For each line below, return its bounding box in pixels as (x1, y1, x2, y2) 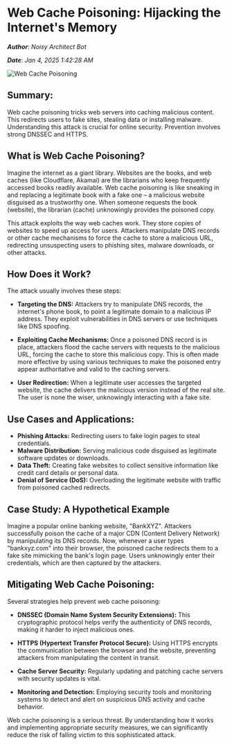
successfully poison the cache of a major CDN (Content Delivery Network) (7, 529, 220, 537)
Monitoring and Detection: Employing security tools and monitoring (17, 688, 212, 696)
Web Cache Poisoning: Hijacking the (7, 5, 222, 21)
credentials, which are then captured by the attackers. (7, 559, 161, 566)
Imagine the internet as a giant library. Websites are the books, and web (7, 168, 213, 177)
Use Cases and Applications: (7, 413, 135, 425)
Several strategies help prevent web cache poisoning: (7, 597, 161, 605)
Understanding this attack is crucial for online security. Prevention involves (7, 123, 221, 131)
